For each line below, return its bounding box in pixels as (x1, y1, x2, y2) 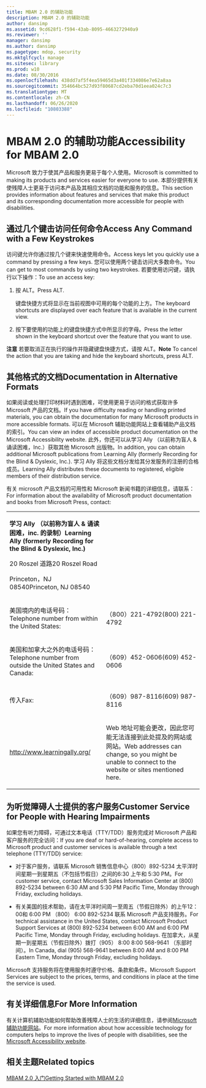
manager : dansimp (6, 37, 51, 44)
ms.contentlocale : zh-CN (6, 95, 70, 101)
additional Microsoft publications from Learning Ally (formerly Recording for (6, 451, 198, 458)
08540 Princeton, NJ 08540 (9, 583, 91, 591)
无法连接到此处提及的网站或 (112, 733, 193, 742)
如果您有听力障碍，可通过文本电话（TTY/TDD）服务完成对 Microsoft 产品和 (6, 828, 197, 836)
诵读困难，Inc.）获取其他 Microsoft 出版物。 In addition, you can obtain (6, 443, 185, 451)
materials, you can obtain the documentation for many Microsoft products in (6, 413, 199, 421)
